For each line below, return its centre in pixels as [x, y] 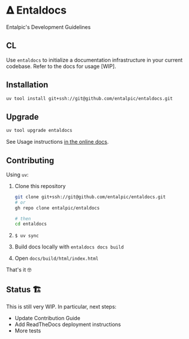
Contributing [30, 160]
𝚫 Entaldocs [36, 10]
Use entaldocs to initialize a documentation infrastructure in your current [94, 60]
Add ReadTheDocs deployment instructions [68, 325]
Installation [27, 85]
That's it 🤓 [19, 270]
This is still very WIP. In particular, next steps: [61, 307]
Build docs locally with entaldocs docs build [69, 247]
